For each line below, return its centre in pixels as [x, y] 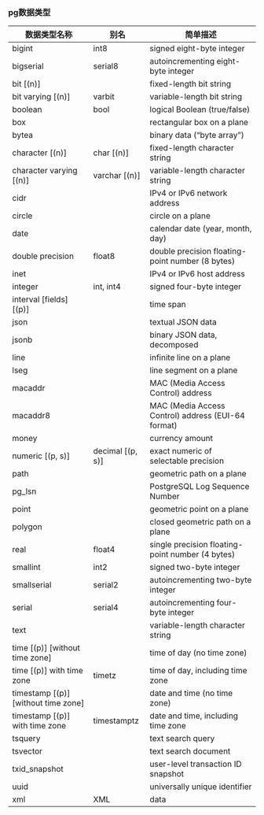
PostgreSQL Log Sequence [200, 487]
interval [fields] [40, 299]
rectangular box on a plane [199, 122]
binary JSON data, [183, 335]
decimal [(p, [115, 451]
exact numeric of [181, 451]
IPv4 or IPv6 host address [197, 274]
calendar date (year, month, [201, 228]
